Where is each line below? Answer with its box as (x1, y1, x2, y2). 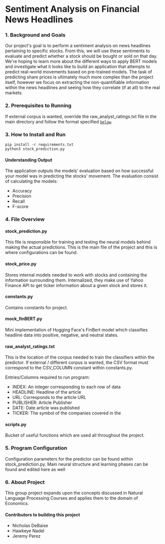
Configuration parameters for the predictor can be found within (5, 456, 133, 462)
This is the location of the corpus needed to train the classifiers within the (5, 354, 155, 361)
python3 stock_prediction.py (5, 146, 65, 151)
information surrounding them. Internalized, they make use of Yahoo (5, 277, 144, 283)
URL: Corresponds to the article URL (12, 395, 86, 400)
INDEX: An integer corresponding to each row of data (12, 384, 121, 390)
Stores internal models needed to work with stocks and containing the (5, 272, 147, 278)
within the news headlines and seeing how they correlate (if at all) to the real (5, 85, 160, 91)
